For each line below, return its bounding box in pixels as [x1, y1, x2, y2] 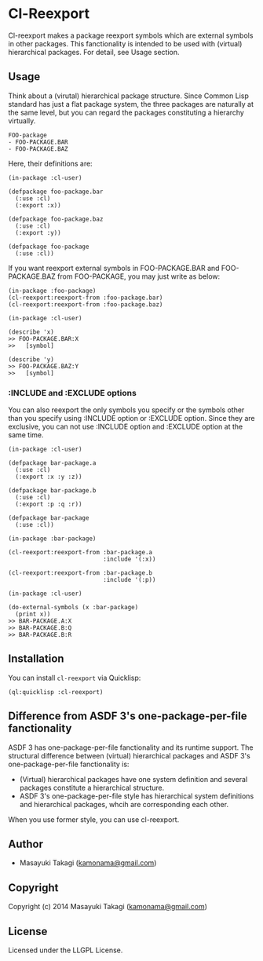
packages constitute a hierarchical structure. [19, 783, 165, 792]
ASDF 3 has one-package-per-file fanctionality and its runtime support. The [8, 743, 254, 752]
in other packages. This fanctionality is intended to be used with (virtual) [8, 38, 243, 48]
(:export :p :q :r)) [15, 500, 82, 509]
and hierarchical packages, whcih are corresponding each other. [19, 799, 229, 809]
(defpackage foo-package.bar [8, 188, 104, 195]
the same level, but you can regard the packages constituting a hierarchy [8, 108, 245, 117]
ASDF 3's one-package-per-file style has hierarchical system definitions [19, 791, 254, 801]
